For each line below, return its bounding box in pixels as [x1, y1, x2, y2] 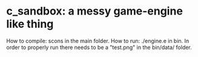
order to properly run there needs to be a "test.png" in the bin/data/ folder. [6, 44, 192, 51]
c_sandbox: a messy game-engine [6, 4, 183, 18]
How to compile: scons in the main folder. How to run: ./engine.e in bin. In [6, 37, 190, 44]
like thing [6, 17, 54, 31]
